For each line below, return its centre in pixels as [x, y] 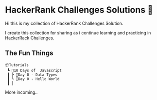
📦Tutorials [17, 65]
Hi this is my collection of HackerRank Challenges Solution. [64, 23]
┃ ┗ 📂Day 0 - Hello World [33, 79]
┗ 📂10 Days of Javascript [35, 70]
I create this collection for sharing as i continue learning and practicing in [78, 33]
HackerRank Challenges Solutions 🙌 [79, 10]
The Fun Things [29, 53]
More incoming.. [21, 92]
